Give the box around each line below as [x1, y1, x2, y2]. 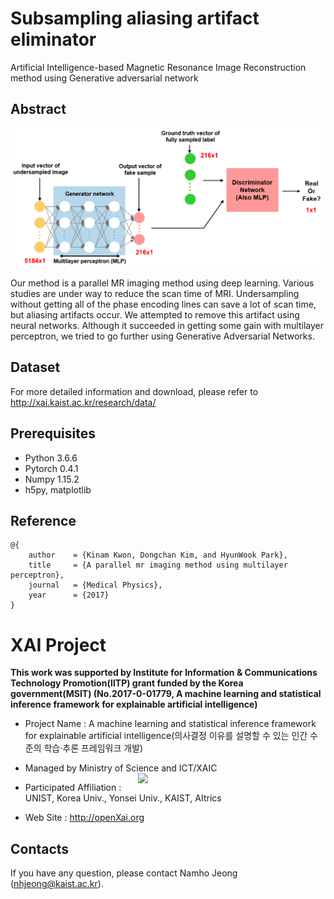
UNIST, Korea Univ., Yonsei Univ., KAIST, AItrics [24, 792, 222, 804]
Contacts [10, 840, 70, 857]
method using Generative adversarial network [10, 72, 199, 84]
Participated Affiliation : [24, 782, 122, 794]
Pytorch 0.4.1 [24, 462, 79, 474]
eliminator [10, 28, 97, 51]
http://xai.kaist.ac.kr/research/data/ [10, 396, 157, 408]
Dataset [10, 359, 61, 376]
